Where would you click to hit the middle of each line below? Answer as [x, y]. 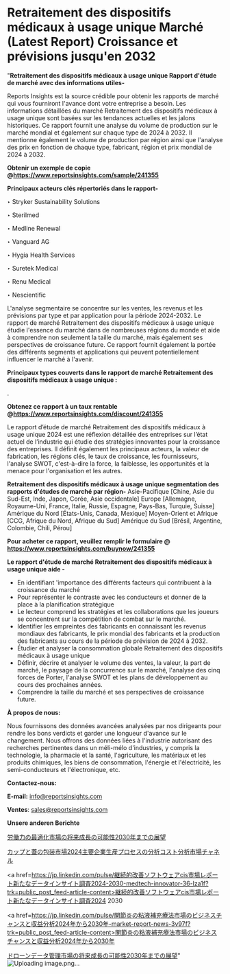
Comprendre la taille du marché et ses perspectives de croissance [111, 692]
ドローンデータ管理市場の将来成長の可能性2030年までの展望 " [94, 955]
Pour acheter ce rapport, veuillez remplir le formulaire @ [89, 541]
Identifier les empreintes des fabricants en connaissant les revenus [112, 626]
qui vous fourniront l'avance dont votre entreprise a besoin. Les [97, 103]
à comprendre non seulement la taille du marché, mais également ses [105, 337]
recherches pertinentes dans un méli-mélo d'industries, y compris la [103, 747]
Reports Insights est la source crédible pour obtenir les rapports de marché [113, 96]
